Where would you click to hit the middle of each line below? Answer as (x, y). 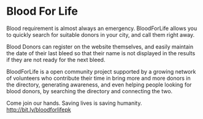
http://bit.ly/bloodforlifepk (39, 109)
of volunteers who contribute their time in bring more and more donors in (99, 78)
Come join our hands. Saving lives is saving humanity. (74, 103)
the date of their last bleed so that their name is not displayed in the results (101, 53)
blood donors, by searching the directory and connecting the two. (90, 91)
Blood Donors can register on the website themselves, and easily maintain (100, 47)
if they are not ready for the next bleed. (56, 60)
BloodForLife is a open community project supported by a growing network (101, 71)
